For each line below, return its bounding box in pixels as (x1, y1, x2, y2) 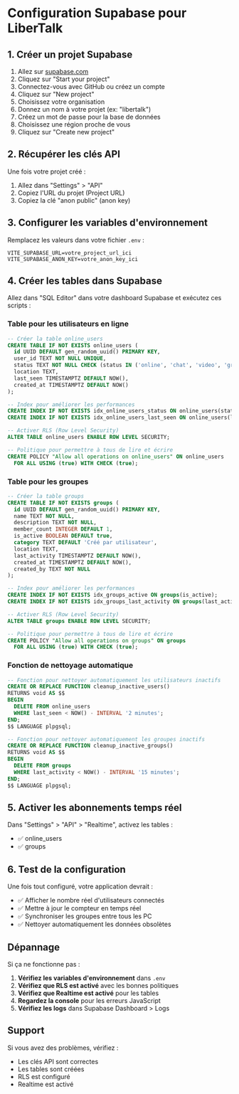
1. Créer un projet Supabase (7, 48, 133, 60)
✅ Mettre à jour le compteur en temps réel (17, 904, 142, 913)
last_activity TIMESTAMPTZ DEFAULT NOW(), (14, 552, 142, 559)
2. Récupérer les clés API (7, 148, 121, 161)
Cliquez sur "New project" (17, 90, 95, 98)
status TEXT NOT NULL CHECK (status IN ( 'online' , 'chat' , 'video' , (14, 361, 221, 369)
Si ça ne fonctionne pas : (7, 960, 80, 969)
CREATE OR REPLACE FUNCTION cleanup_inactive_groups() (7, 742, 174, 750)
